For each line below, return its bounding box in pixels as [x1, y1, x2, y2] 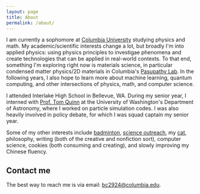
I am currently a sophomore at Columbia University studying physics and [6, 36, 186, 44]
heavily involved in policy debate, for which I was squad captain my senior [6, 111, 189, 118]
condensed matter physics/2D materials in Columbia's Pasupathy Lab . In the [6, 68, 194, 75]
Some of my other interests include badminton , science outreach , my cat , [6, 129, 187, 136]
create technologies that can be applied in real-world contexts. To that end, [6, 55, 192, 63]
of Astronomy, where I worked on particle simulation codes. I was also [6, 105, 179, 112]
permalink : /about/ [6, 20, 55, 26]
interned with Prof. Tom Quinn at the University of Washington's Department [6, 98, 194, 106]
